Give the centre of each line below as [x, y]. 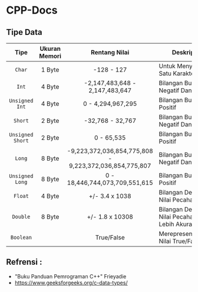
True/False [110, 237]
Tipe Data [24, 32]
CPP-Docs [32, 10]
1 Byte [50, 70]
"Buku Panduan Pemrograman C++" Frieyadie [70, 276]
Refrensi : [24, 262]
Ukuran [50, 49]
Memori [50, 56]
